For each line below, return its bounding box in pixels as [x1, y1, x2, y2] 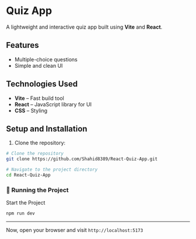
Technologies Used [6, 79, 78, 89]
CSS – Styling [14, 107, 48, 114]
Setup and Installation [6, 124, 87, 134]
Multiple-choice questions [14, 56, 78, 63]
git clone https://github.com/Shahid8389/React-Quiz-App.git [6, 156, 158, 162]
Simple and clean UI [14, 62, 63, 69]
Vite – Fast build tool [14, 95, 64, 102]
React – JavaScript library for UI [14, 101, 92, 108]
